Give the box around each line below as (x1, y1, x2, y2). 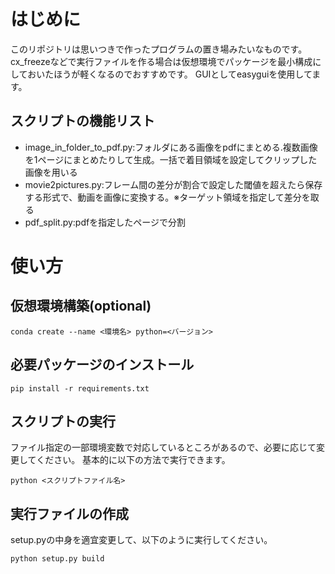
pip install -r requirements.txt (10, 383, 150, 394)
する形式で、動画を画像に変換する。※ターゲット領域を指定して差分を (24, 191, 311, 203)
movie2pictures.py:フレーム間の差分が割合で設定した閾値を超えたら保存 (24, 178, 323, 190)
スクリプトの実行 (10, 413, 116, 430)
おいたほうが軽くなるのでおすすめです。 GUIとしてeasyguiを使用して (27, 68, 313, 80)
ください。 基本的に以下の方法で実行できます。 (36, 454, 231, 466)
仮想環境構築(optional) (10, 298, 152, 315)
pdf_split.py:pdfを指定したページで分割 (24, 216, 186, 228)
